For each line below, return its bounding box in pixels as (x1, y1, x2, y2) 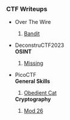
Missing (23, 59, 44, 67)
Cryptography (14, 95, 51, 103)
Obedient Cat (23, 89, 57, 97)
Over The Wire (14, 19, 51, 26)
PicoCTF (14, 71, 37, 79)
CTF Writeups (6, 5, 48, 13)
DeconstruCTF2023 (14, 41, 65, 49)
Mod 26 (23, 107, 44, 115)
